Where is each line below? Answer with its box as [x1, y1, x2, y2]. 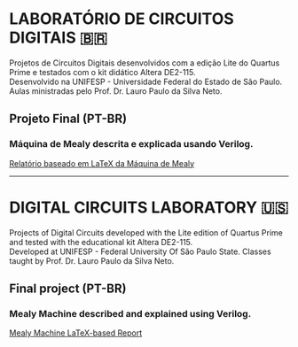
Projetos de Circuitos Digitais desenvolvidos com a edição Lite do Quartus [9, 58, 280, 68]
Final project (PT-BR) [9, 281, 127, 296]
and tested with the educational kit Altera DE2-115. [9, 236, 193, 247]
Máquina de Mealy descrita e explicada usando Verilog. [9, 138, 254, 150]
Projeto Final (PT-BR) [9, 112, 127, 127]
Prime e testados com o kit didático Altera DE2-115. [9, 66, 196, 77]
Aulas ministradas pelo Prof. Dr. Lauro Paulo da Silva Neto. [9, 85, 223, 96]
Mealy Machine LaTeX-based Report [9, 328, 143, 338]
